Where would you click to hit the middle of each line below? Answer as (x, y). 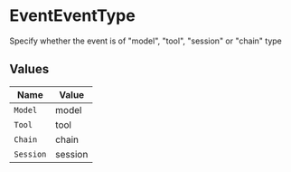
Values (29, 69)
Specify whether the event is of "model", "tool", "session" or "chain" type (145, 41)
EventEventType (72, 16)
